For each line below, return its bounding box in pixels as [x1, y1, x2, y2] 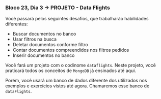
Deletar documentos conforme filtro [12, 42, 88, 48]
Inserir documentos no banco [12, 52, 75, 58]
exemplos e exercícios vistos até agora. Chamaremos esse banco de [5, 83, 150, 89]
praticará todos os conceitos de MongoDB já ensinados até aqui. [5, 68, 137, 74]
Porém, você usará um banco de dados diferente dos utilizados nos [5, 78, 147, 84]
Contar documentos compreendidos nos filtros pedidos [12, 47, 129, 53]
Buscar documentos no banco [12, 31, 76, 37]
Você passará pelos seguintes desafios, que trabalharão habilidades [5, 16, 149, 22]
